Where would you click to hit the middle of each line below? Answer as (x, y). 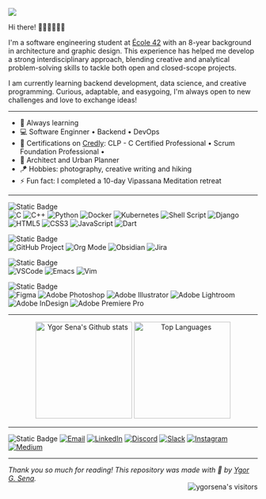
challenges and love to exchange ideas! (72, 100)
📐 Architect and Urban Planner (69, 160)
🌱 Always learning (49, 123)
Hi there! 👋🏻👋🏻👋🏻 (37, 27)
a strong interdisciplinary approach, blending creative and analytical (119, 59)
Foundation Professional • (62, 152)
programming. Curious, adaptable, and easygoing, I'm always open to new (129, 92)
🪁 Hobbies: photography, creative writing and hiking (106, 169)
